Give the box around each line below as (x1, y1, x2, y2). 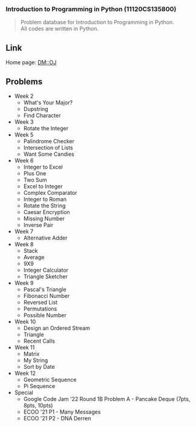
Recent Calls (23, 337, 55, 345)
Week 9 (14, 279, 34, 286)
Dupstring (23, 105, 49, 112)
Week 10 (14, 318, 36, 325)
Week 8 (14, 240, 34, 247)
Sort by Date (23, 363, 55, 370)
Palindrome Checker (23, 137, 75, 144)
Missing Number (23, 215, 65, 222)
